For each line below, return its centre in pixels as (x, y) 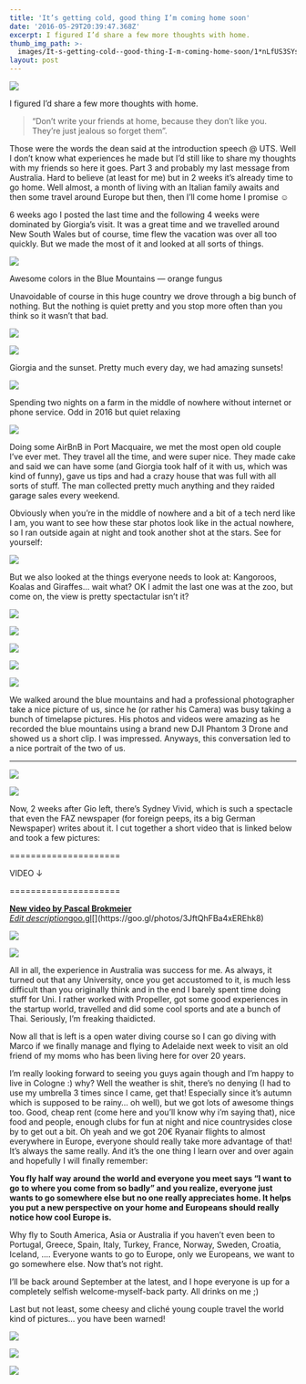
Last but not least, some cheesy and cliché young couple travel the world (147, 1309)
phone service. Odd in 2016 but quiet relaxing (95, 412)
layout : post (34, 60)
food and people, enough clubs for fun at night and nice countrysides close (151, 1122)
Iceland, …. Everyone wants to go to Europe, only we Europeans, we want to (152, 1254)
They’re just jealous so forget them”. (99, 131)
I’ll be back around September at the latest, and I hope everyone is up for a (149, 1282)
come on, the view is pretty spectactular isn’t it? (99, 596)
